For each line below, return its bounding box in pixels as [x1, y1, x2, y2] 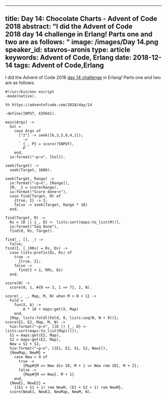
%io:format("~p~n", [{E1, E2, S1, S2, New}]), [9, 346, 108, 351]
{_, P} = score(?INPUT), [23, 141, 75, 147]
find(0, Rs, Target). [9, 228, 55, 234]
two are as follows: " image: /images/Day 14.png [5, 38, 159, 46]
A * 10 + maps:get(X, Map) [23, 307, 79, 312]
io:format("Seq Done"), [9, 224, 59, 229]
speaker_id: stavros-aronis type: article [5, 46, 131, 54]
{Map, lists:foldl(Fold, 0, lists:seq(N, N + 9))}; [9, 315, 119, 320]
